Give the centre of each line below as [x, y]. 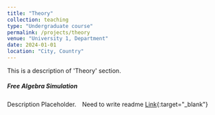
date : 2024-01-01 [32, 45]
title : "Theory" [30, 13]
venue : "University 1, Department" [58, 39]
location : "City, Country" [46, 52]
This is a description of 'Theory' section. [64, 70]
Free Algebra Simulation [42, 86]
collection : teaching [38, 20]
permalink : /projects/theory [49, 32]
